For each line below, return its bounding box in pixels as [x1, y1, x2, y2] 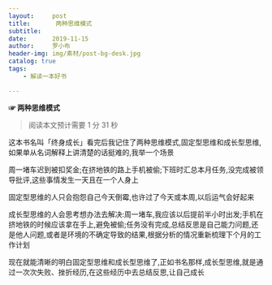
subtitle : [8, 27, 42, 35]
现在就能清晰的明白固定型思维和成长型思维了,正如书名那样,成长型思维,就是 [8, 257, 257, 266]
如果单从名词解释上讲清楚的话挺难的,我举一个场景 [8, 147, 175, 157]
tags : [8, 65, 27, 73]
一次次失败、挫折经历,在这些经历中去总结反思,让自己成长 [15, 267, 205, 277]
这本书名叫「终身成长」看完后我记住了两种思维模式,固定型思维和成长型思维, [8, 137, 262, 147]
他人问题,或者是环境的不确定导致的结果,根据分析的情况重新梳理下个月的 [15, 229, 255, 240]
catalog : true [8, 58, 57, 66]
